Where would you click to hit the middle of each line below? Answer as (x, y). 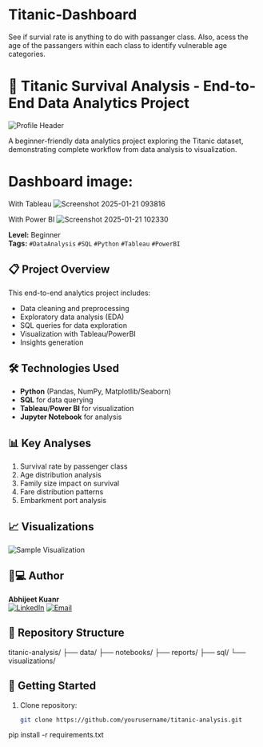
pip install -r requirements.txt (56, 735)
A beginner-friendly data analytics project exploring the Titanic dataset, (126, 141)
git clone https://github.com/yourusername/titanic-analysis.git (131, 720)
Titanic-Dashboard (73, 15)
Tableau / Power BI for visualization (77, 409)
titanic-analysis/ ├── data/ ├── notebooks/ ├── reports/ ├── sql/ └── (127, 652)
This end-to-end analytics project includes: (80, 293)
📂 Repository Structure (66, 633)
